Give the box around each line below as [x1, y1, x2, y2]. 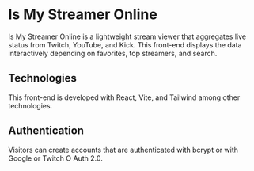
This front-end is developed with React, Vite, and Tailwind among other [8, 93, 241, 102]
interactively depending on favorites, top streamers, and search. [8, 48, 218, 58]
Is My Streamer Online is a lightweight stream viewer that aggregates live [8, 32, 247, 41]
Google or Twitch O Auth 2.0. [8, 153, 103, 163]
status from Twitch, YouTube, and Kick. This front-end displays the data [8, 40, 242, 49]
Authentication [8, 124, 85, 138]
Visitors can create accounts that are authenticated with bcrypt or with [8, 145, 239, 154]
